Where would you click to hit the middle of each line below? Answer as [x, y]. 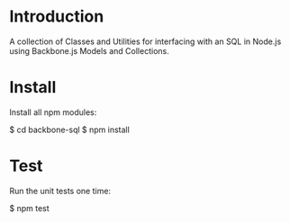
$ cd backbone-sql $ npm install [70, 129]
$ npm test [29, 208]
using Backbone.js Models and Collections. [89, 50]
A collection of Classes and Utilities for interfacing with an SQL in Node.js [145, 41]
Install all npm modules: [53, 112]
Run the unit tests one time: [60, 191]
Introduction [57, 17]
